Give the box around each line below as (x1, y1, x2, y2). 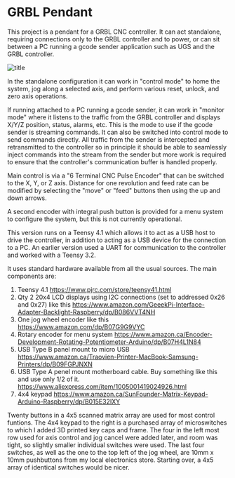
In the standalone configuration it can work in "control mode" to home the (7, 77, 220, 85)
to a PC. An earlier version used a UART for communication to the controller (7, 243, 227, 251)
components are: (7, 272, 57, 280)
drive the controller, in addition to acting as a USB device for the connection (7, 236, 227, 244)
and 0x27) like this (17, 300, 72, 309)
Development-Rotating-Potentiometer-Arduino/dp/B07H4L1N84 (17, 338, 201, 346)
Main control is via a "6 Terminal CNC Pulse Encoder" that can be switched (7, 171, 224, 180)
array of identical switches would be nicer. (7, 463, 130, 471)
